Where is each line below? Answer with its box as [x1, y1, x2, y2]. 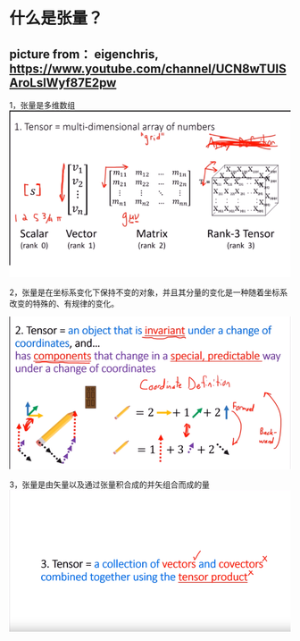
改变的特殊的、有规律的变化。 [9, 299, 119, 309]
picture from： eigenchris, [9, 46, 159, 62]
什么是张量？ [9, 8, 104, 29]
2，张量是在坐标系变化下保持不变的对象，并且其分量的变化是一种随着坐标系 [9, 287, 288, 298]
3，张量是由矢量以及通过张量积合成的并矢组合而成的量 [9, 479, 210, 490]
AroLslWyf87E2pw [9, 75, 117, 90]
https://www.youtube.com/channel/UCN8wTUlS [9, 61, 287, 76]
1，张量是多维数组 [9, 100, 76, 110]
